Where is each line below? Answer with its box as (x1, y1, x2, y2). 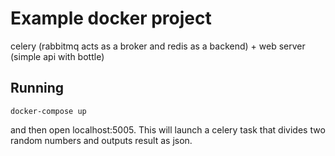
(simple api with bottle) (10, 50, 105, 62)
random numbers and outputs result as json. (10, 134, 193, 146)
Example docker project (10, 7, 212, 30)
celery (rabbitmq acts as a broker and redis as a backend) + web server (10, 40, 306, 52)
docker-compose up (10, 106, 87, 116)
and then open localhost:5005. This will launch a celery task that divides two (10, 123, 326, 136)
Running (10, 80, 65, 97)
